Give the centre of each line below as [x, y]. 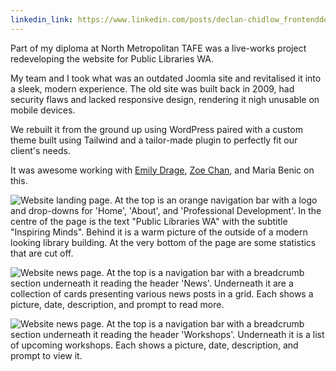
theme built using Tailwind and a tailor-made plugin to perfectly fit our [154, 140]
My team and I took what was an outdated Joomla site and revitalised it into [166, 78]
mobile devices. [43, 110]
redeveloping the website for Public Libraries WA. [112, 58]
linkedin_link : [42, 19]
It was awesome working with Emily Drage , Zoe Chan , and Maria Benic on [162, 170]
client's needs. [40, 150]
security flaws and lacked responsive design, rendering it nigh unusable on [165, 99]
